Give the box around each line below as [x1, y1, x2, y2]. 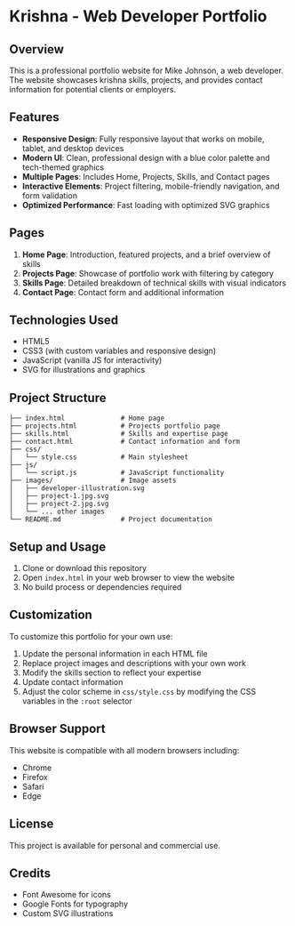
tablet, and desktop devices [21, 142, 124, 153]
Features [9, 109, 60, 125]
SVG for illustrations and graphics [21, 365, 146, 375]
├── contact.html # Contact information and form [9, 438, 241, 447]
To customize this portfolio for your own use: [9, 631, 173, 641]
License [9, 817, 54, 832]
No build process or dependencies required [21, 582, 182, 592]
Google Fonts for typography [21, 898, 129, 909]
